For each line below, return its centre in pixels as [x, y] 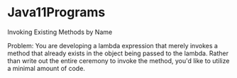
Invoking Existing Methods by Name [60, 32]
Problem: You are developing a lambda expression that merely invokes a [113, 45]
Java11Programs [56, 12]
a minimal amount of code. [46, 68]
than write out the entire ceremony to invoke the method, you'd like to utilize [118, 60]
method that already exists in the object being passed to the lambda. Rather [118, 53]
